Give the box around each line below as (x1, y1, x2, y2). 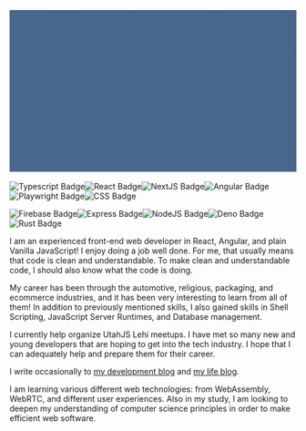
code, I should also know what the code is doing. (9, 264, 193, 275)
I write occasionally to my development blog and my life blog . (9, 365, 240, 376)
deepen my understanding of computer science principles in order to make (9, 403, 291, 414)
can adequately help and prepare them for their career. (9, 348, 216, 359)
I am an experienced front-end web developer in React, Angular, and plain (9, 235, 287, 246)
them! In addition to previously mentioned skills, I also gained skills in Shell (9, 302, 289, 313)
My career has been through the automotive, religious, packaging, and (9, 282, 273, 292)
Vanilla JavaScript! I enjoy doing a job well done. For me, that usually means (9, 245, 294, 256)
